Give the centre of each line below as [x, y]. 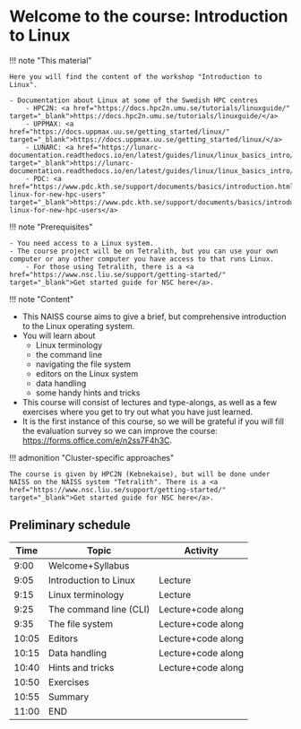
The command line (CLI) [99, 609]
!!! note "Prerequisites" [51, 227]
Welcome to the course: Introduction [149, 17]
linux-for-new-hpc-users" [57, 195]
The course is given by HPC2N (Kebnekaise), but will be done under [140, 474]
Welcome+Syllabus [89, 565]
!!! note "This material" [51, 60]
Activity [202, 551]
